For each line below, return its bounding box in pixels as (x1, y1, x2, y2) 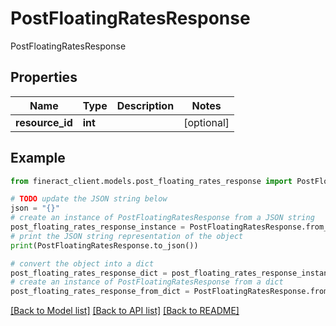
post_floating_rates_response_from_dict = (10, 287, 190, 297)
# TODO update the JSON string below (10, 194, 168, 204)
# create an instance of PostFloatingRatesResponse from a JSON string (10, 213, 315, 223)
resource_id (15, 115, 73, 129)
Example (10, 150, 66, 167)
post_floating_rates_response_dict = (10, 268, 168, 278)
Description (116, 98, 175, 112)
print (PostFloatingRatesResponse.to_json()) (10, 240, 199, 251)
